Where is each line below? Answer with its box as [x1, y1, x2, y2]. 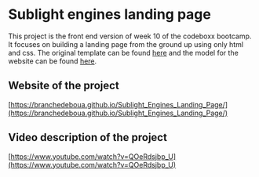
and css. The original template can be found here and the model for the [8, 48, 239, 57]
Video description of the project [8, 131, 167, 144]
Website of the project [8, 79, 119, 92]
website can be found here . [8, 56, 97, 66]
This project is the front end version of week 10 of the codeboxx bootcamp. [8, 31, 252, 41]
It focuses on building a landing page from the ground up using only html [8, 39, 244, 49]
